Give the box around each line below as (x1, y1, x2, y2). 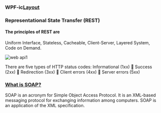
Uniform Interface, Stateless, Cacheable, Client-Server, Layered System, (5, 40, 150, 46)
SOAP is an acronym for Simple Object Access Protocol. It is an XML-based (5, 92, 156, 98)
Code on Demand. (5, 45, 42, 51)
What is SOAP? (5, 81, 41, 88)
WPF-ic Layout (5, 4, 40, 11)
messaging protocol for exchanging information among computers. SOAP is (5, 97, 157, 103)
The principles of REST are (5, 29, 60, 35)
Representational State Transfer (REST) (5, 17, 100, 23)
